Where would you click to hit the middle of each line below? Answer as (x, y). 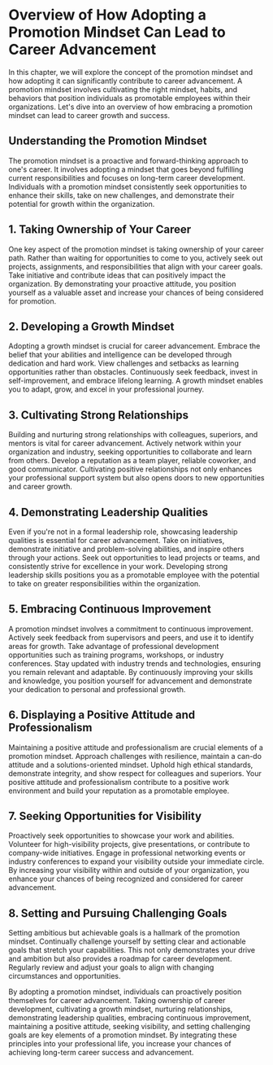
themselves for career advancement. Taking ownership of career (117, 1001)
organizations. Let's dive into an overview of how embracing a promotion (131, 107)
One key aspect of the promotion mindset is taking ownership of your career (136, 249)
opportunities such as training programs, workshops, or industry (116, 655)
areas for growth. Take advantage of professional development (114, 646)
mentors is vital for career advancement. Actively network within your (125, 443)
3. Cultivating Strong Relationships (99, 415)
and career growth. (41, 487)
